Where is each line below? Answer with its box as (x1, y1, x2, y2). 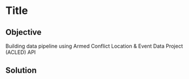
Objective (5, 27, 42, 37)
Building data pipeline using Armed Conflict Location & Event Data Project (5, 42, 183, 49)
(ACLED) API (5, 49, 36, 56)
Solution (5, 66, 37, 76)
